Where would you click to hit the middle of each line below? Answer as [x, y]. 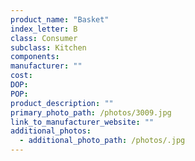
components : [35, 57]
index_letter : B [44, 29]
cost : [21, 76]
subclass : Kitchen [48, 47]
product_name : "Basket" [60, 19]
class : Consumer [44, 38]
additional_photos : [51, 131]
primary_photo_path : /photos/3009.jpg [91, 112]
